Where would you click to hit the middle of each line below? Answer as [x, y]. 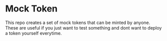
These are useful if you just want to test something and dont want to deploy [83, 27]
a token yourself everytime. [33, 33]
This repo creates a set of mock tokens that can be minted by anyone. [78, 22]
